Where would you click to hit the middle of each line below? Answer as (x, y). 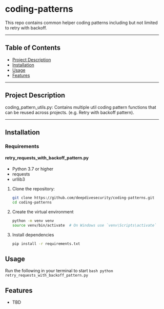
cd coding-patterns (32, 202)
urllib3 (19, 180)
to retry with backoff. (26, 27)
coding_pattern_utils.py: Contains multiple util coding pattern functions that (81, 107)
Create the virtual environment (43, 211)
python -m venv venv (33, 221)
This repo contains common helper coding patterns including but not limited (81, 23)
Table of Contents (33, 48)
